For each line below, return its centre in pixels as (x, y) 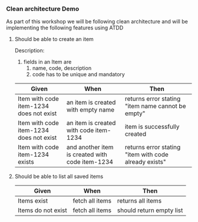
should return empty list (150, 210)
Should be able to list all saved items (59, 176)
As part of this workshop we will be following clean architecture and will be (97, 22)
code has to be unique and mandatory (78, 75)
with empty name (90, 110)
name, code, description (62, 68)
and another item (90, 147)
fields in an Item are (47, 62)
